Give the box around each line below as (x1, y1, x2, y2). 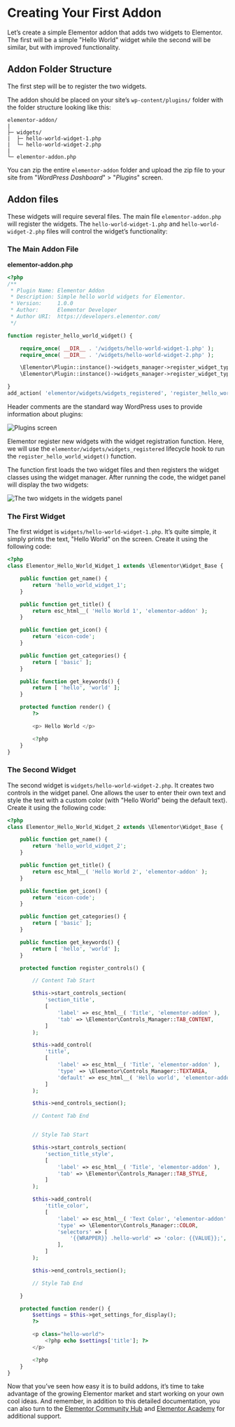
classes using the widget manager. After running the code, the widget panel (7, 473, 226, 481)
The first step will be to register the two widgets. (7, 82, 147, 90)
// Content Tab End (32, 1113, 90, 1120)
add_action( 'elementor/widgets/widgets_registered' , (7, 390, 168, 397)
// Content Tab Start (32, 977, 96, 985)
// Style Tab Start (32, 1131, 90, 1139)
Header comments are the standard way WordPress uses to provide (7, 402, 203, 411)
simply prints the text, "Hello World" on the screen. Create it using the (7, 535, 208, 543)
